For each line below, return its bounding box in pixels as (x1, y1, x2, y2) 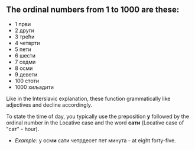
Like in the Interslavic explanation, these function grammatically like (6, 95, 171, 102)
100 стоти (14, 77, 40, 84)
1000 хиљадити (14, 83, 54, 91)
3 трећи (14, 33, 35, 40)
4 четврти (14, 39, 40, 46)
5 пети (14, 46, 31, 53)
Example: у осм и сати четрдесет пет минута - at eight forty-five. (14, 136, 176, 144)
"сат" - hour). (6, 125, 40, 132)
